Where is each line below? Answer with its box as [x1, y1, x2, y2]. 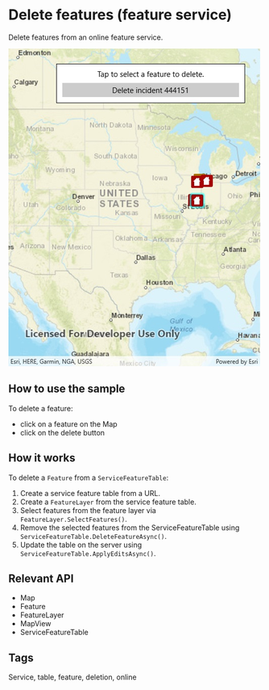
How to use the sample [8, 382, 126, 396]
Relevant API [8, 571, 74, 585]
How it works [8, 451, 76, 465]
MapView [19, 619, 52, 629]
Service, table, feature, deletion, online [8, 672, 137, 682]
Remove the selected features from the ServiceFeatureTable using [19, 523, 240, 532]
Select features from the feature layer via [19, 505, 157, 515]
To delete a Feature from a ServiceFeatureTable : [8, 473, 169, 482]
